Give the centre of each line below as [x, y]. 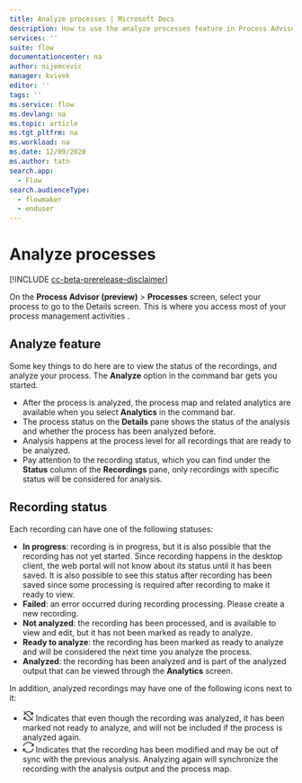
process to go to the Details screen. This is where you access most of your [148, 307]
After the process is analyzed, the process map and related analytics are [156, 402]
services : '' [34, 38]
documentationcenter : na [56, 57]
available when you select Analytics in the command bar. [129, 412]
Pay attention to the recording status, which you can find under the [146, 460]
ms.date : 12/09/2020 [48, 152]
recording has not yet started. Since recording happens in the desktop [152, 556]
